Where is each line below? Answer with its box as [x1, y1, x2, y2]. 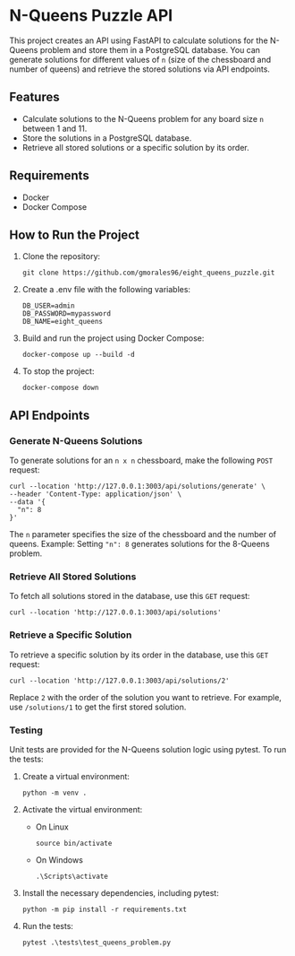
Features [9, 90, 60, 105]
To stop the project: [21, 366, 95, 377]
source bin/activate [35, 839, 113, 847]
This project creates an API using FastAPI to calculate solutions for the [9, 35, 268, 46]
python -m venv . [21, 788, 88, 797]
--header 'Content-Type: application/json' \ [9, 490, 181, 499]
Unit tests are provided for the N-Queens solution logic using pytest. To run [9, 743, 287, 754]
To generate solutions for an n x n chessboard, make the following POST [9, 455, 274, 466]
